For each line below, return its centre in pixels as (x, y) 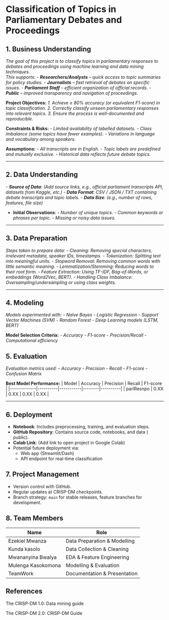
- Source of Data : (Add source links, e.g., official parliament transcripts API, (84, 187)
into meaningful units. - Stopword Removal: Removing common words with (83, 261)
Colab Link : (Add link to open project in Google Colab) (69, 443)
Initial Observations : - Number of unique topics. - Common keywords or (88, 212)
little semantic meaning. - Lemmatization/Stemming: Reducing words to (80, 266)
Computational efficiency (32, 341)
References (24, 591)
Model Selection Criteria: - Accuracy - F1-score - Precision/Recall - (76, 335)
